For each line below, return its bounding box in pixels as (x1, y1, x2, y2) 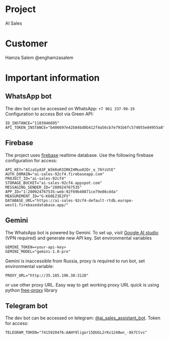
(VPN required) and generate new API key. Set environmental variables (5, 235, 152, 241)
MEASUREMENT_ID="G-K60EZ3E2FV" (5, 193, 71, 198)
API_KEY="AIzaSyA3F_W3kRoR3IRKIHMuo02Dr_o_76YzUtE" (5, 167, 116, 172)
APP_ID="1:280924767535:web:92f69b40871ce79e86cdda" (5, 189, 118, 194)
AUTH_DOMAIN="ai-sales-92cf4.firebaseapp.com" (5, 171, 105, 177)
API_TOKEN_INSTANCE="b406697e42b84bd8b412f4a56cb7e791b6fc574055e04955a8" (5, 125, 165, 130)
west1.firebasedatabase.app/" (5, 202, 69, 208)
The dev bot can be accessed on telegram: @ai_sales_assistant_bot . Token (5, 315, 161, 321)
